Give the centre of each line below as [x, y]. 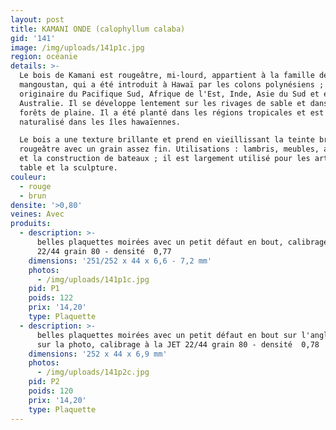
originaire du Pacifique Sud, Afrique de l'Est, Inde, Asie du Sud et [169, 94]
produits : [31, 224]
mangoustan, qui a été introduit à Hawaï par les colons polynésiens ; [172, 85]
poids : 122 [51, 298]
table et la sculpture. [68, 168]
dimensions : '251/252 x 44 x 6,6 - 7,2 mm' [120, 261]
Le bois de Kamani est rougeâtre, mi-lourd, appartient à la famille [167, 76]
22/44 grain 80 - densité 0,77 [104, 251]
